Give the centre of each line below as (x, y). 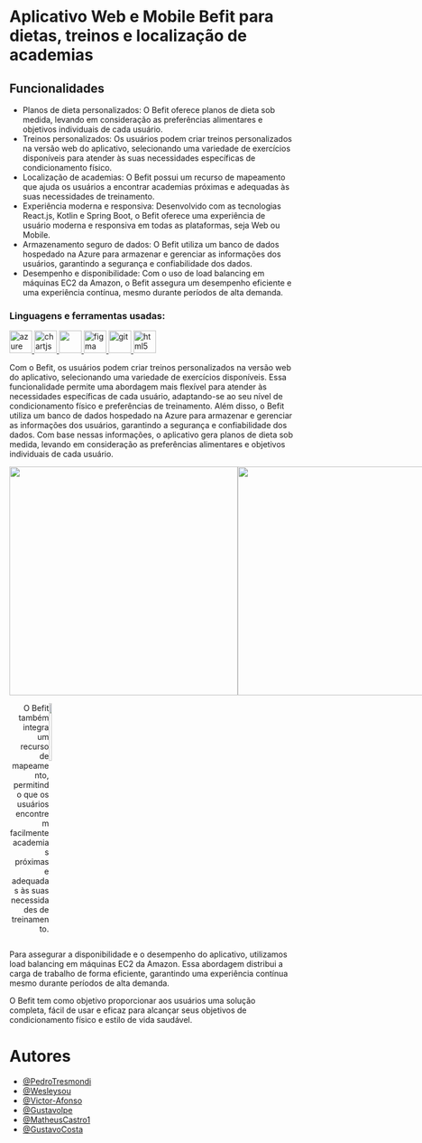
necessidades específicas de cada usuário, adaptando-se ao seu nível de (146, 397)
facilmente (30, 833)
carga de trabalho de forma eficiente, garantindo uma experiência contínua (149, 974)
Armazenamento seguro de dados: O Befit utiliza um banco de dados (151, 244)
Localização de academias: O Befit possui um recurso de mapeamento (154, 177)
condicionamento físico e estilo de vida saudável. (101, 1020)
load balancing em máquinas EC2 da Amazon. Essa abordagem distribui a (147, 964)
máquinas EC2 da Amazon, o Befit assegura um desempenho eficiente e (157, 283)
